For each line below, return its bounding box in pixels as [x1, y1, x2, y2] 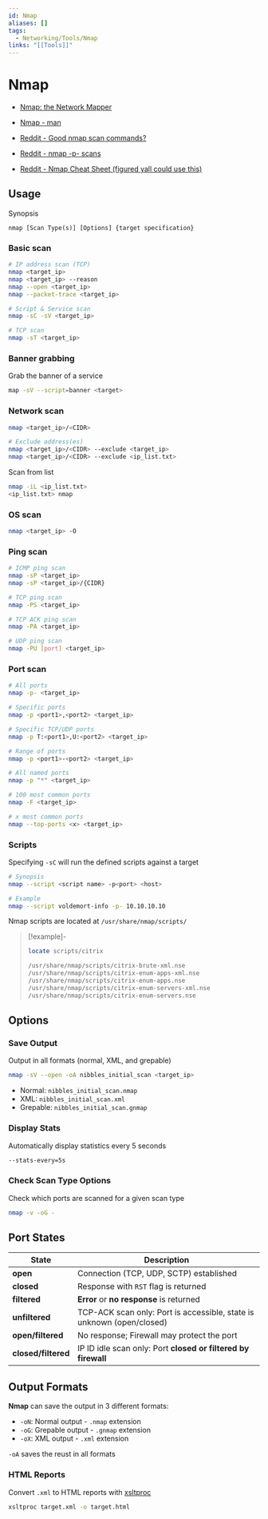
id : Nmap [8, 11, 37, 20]
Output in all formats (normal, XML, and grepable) [8, 1056, 171, 1065]
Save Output [8, 1038, 58, 1049]
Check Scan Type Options [8, 1175, 112, 1187]
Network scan [8, 405, 65, 416]
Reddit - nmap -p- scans [19, 149, 101, 158]
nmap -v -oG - [8, 1208, 56, 1217]
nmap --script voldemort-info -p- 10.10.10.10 [8, 902, 166, 910]
